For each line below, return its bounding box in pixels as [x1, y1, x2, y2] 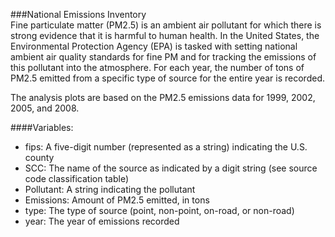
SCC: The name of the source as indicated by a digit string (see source [24, 162, 318, 174]
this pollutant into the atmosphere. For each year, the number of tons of [10, 62, 305, 73]
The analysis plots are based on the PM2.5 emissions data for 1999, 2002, [10, 92, 316, 103]
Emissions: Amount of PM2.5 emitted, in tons [24, 194, 210, 206]
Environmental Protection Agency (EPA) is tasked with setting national [10, 40, 298, 52]
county [24, 152, 55, 163]
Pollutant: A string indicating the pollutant [24, 184, 196, 195]
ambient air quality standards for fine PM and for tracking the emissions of [10, 51, 317, 63]
